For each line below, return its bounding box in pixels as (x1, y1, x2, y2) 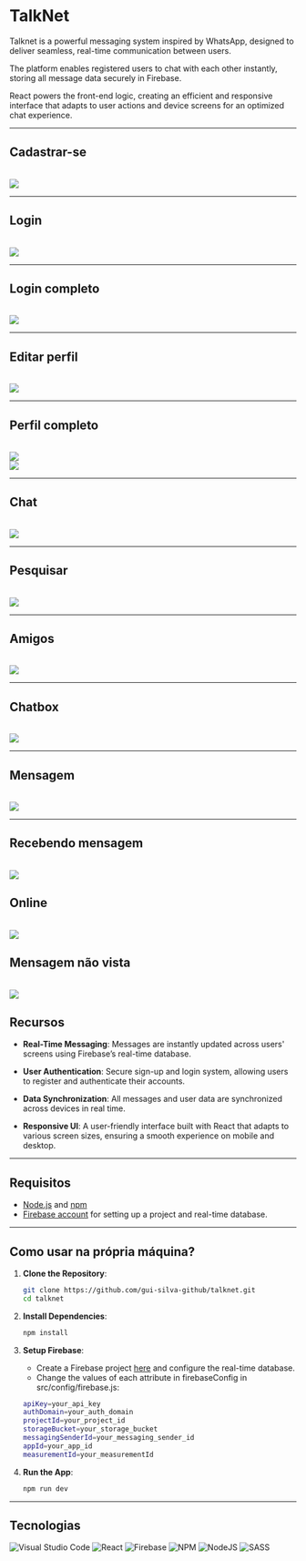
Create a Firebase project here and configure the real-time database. (36, 1362, 296, 1373)
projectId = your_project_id (22, 1416, 126, 1425)
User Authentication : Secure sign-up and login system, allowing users (22, 1066, 289, 1077)
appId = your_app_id (22, 1441, 93, 1451)
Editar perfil (9, 349, 78, 364)
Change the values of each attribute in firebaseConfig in (36, 1372, 248, 1382)
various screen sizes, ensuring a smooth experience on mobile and (22, 1130, 275, 1141)
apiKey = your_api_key (22, 1399, 101, 1408)
